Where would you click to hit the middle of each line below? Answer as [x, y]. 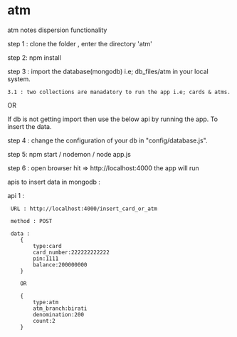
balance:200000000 [60, 265]
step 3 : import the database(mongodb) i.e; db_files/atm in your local [108, 71]
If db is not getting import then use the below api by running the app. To [113, 119]
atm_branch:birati [60, 309]
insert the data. [30, 126]
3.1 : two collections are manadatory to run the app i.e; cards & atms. [119, 92]
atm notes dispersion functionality [57, 30]
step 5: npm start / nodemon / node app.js [69, 154]
